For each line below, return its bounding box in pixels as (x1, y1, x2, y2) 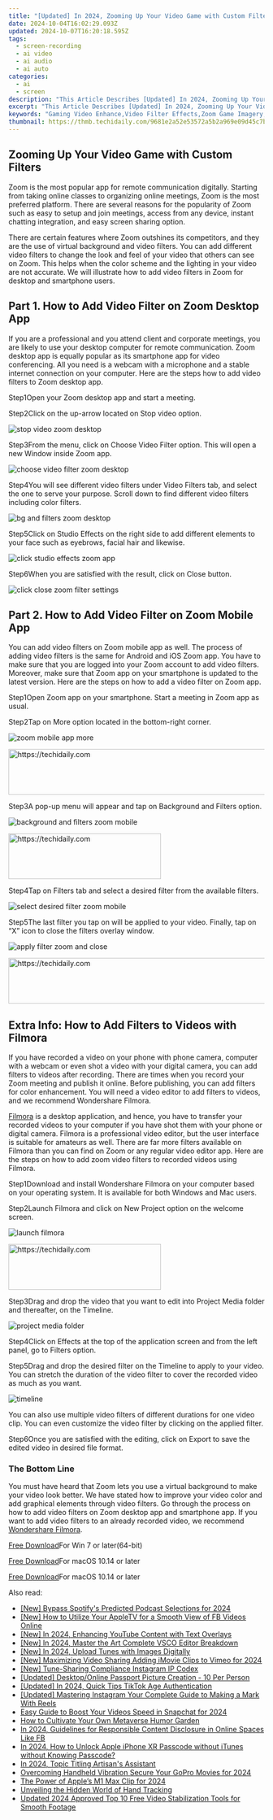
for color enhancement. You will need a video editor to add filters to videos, (8, 1087, 261, 1097)
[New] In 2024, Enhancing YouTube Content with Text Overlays (19, 1630, 232, 1639)
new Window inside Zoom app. (8, 448, 112, 458)
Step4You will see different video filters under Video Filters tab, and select (8, 480, 258, 490)
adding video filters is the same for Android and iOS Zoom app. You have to (8, 651, 262, 661)
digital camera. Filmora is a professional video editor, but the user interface (8, 1129, 260, 1139)
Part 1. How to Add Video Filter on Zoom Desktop (8, 299, 260, 313)
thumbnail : (8, 118, 45, 126)
